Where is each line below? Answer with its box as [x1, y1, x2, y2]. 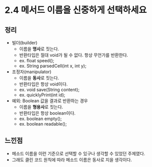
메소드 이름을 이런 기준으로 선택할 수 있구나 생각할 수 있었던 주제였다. [11, 150, 146, 156]
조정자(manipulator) [11, 69, 51, 75]
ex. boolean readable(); [19, 121, 67, 126]
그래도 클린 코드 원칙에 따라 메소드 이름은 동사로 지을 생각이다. [11, 157, 132, 163]
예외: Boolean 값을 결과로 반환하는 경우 [11, 98, 88, 104]
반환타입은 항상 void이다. [19, 81, 68, 87]
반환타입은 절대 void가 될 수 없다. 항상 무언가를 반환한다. [19, 52, 128, 58]
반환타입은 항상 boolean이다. [19, 110, 76, 116]
